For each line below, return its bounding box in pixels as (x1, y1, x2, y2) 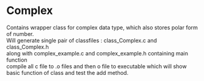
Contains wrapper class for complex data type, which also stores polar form (6, 24, 198, 31)
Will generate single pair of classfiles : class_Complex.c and (6, 37, 157, 44)
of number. (6, 30, 34, 37)
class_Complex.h (6, 43, 49, 51)
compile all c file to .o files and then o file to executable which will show (6, 62, 187, 70)
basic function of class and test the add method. (6, 69, 129, 76)
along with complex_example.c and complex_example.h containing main (6, 49, 189, 57)
